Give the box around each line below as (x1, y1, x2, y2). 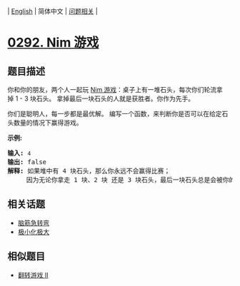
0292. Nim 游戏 (7, 35, 99, 51)
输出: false (7, 158, 47, 166)
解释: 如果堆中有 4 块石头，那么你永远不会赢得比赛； (7, 167, 171, 175)
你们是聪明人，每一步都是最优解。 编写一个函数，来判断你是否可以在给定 (7, 110, 222, 118)
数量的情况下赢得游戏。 (13, 118, 83, 127)
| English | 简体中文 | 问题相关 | (7, 7, 98, 15)
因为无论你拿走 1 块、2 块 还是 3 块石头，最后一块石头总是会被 (26, 176, 224, 184)
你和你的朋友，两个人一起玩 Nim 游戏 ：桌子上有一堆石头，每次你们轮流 (7, 86, 217, 93)
